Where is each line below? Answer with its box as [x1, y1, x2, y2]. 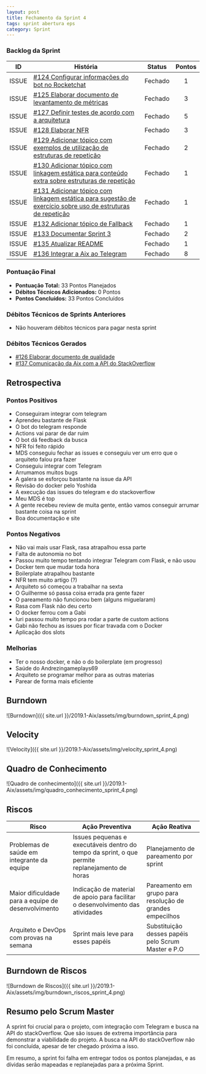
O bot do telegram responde [15, 423, 87, 431]
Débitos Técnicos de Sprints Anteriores [6, 310, 126, 318]
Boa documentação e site [15, 514, 80, 522]
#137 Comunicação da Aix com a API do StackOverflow [15, 360, 155, 367]
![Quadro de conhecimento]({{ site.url [6, 780, 102, 787]
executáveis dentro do [72, 840, 137, 849]
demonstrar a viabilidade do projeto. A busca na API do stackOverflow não [6, 1036, 195, 1043]
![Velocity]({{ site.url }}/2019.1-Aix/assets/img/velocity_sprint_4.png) [6, 746, 178, 753]
